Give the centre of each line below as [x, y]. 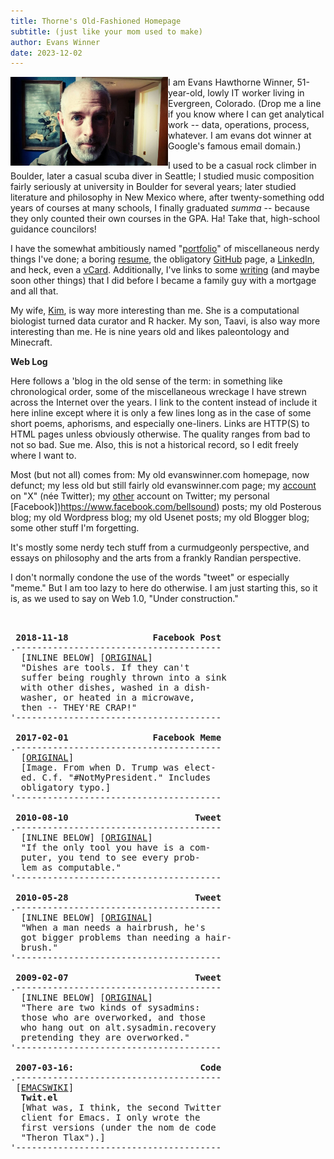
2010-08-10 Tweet [118, 818]
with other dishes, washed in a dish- [116, 688]
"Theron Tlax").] [63, 1138]
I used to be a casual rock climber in [242, 166]
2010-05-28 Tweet [118, 898]
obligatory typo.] [66, 788]
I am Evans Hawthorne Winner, [231, 82]
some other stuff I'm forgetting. [75, 528]
